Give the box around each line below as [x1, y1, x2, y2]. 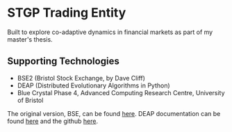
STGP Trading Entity [7, 5, 126, 21]
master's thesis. [7, 35, 53, 43]
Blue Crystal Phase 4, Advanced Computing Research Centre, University [17, 88, 225, 97]
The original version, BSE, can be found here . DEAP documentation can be [7, 109, 221, 117]
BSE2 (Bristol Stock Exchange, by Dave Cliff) [17, 74, 146, 82]
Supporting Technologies [7, 56, 119, 67]
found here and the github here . [7, 117, 99, 125]
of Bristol [17, 96, 44, 104]
